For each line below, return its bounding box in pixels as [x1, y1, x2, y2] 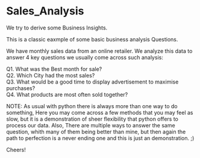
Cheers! [6, 146, 26, 153]
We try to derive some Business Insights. [6, 24, 108, 31]
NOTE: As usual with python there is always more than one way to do [6, 102, 178, 109]
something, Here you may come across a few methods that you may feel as [6, 109, 193, 116]
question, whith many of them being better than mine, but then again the [6, 128, 186, 135]
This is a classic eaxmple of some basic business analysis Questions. [6, 35, 178, 43]
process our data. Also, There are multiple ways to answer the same [6, 121, 176, 129]
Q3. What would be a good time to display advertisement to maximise [6, 78, 179, 85]
